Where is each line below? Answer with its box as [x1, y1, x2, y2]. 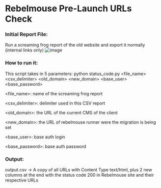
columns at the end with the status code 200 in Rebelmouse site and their [5, 172, 154, 178]
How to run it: [5, 59, 38, 66]
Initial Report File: [5, 31, 48, 38]
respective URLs [5, 177, 38, 183]
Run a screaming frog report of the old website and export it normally [5, 42, 145, 48]
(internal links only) [5, 47, 44, 53]
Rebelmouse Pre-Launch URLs [5, 3, 132, 14]
